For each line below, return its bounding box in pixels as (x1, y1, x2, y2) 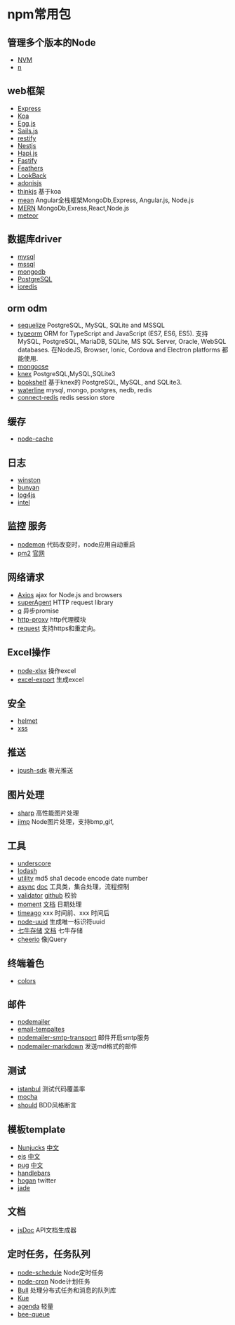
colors (17, 976, 36, 985)
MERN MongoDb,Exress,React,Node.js (17, 204, 130, 212)
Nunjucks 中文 (17, 1143, 60, 1152)
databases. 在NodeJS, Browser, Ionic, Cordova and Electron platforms (17, 345, 221, 354)
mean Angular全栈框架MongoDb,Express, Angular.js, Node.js (17, 196, 194, 204)
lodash (17, 866, 37, 874)
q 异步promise (17, 606, 60, 615)
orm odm (7, 302, 48, 314)
